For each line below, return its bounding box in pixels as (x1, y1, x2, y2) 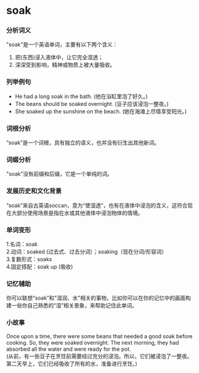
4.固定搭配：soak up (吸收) (6, 263, 73, 270)
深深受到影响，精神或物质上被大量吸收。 (14, 61, 115, 69)
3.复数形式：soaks (6, 255, 52, 262)
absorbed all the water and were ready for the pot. (6, 345, 131, 353)
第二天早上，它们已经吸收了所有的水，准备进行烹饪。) (6, 360, 138, 367)
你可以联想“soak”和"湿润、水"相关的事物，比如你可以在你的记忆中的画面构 (6, 294, 191, 301)
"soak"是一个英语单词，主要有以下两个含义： (6, 41, 118, 48)
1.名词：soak (6, 240, 38, 247)
